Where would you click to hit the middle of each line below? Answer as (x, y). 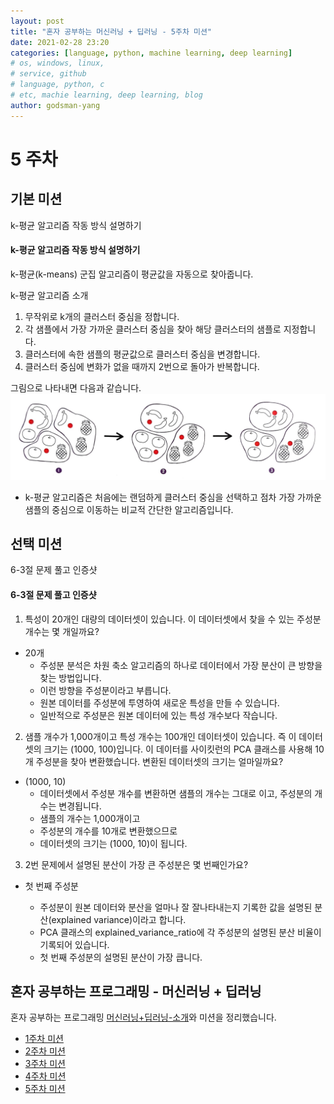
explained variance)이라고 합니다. (119, 919)
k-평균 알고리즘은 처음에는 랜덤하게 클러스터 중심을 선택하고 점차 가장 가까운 (173, 497)
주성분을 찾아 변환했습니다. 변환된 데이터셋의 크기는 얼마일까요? (159, 761)
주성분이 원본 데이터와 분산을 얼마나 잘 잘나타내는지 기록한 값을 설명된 (176, 907)
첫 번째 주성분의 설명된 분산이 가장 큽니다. (121, 957)
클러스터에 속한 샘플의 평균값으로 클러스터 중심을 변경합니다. (142, 354)
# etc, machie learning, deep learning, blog (106, 95)
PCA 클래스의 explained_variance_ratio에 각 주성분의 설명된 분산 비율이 (180, 932)
